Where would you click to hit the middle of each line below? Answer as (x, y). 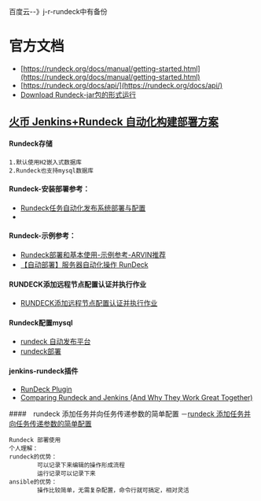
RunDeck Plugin (46, 389)
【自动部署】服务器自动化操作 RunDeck (84, 264)
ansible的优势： (33, 482)
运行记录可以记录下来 (67, 473)
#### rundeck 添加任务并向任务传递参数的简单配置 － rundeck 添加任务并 (130, 414)
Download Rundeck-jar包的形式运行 (78, 95)
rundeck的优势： (33, 456)
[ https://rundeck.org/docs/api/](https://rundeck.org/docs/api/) (121, 85)
